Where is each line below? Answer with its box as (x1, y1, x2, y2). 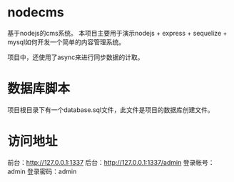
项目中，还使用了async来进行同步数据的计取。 (7, 53, 144, 61)
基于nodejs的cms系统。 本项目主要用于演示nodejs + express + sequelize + (7, 29, 228, 37)
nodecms (7, 4, 64, 21)
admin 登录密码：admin (7, 167, 77, 176)
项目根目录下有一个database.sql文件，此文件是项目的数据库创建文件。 (7, 105, 214, 114)
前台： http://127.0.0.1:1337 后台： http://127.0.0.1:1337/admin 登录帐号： (7, 158, 215, 166)
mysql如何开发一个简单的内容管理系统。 (7, 37, 126, 46)
